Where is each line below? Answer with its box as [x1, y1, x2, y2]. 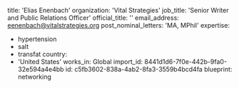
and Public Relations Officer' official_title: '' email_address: [7, 13, 180, 22]
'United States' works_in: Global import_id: [17, 57, 143, 66]
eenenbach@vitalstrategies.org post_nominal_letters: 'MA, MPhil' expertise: [7, 21, 230, 29]
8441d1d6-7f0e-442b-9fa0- [144, 57, 227, 66]
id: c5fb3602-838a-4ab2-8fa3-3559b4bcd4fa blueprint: [65, 65, 233, 73]
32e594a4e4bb [17, 65, 64, 73]
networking [17, 72, 52, 81]
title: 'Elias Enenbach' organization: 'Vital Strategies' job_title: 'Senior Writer [7, 6, 229, 14]
